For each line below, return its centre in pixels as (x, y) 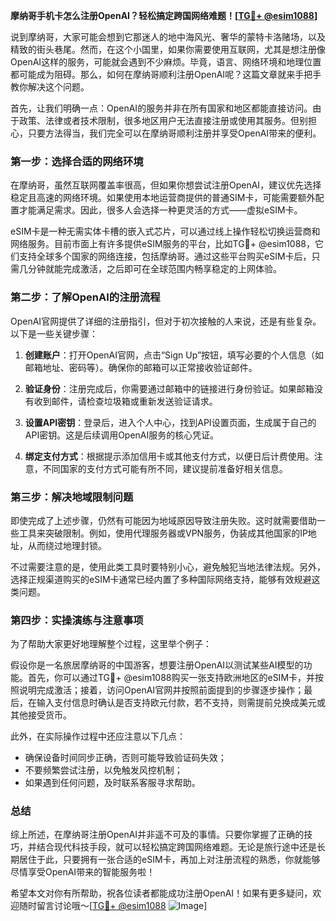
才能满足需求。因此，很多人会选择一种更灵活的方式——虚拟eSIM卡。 (160, 210)
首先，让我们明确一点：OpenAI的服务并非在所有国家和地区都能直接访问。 (161, 108)
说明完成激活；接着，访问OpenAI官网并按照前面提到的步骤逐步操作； (161, 690)
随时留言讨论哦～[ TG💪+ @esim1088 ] (113, 906)
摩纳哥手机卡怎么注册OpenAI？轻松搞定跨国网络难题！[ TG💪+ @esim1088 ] (164, 15)
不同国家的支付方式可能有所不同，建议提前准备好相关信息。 (165, 468)
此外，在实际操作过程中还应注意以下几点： (98, 736)
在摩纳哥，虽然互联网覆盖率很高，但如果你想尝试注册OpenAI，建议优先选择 (166, 185)
